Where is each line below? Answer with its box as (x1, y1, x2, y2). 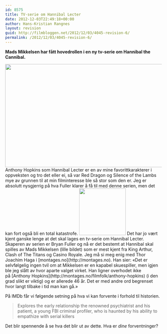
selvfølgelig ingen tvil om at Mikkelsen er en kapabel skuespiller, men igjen (5, 262, 158, 268)
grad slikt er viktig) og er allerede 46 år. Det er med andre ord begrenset (5, 278, 153, 284)
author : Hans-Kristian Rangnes (5, 21, 70, 26)
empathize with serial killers (17, 313, 75, 319)
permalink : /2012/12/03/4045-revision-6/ (5, 35, 92, 40)
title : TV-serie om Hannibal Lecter (5, 12, 81, 17)
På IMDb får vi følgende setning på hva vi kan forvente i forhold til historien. (5, 293, 160, 299)
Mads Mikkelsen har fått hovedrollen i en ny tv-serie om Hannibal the (5, 48, 151, 55)
